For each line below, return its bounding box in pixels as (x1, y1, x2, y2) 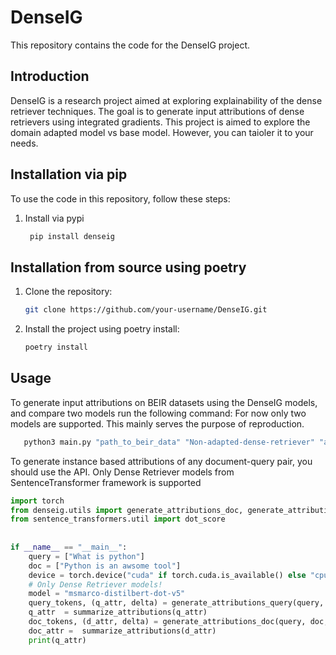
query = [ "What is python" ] (28, 551, 145, 561)
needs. (10, 137, 39, 149)
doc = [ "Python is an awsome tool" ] (28, 561, 182, 571)
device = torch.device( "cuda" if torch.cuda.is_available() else (28, 570, 307, 580)
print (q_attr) (28, 635, 87, 645)
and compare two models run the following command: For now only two (10, 407, 307, 419)
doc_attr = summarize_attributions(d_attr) (28, 626, 217, 636)
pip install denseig (29, 231, 115, 241)
